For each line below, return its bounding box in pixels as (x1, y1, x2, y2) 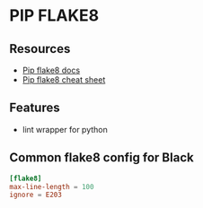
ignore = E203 (9, 190, 63, 200)
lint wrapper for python (22, 124, 108, 134)
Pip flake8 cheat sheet (22, 74, 106, 85)
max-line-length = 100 (9, 182, 94, 191)
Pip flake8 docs (22, 65, 81, 75)
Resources (9, 41, 71, 56)
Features (9, 100, 60, 116)
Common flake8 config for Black (9, 150, 195, 166)
